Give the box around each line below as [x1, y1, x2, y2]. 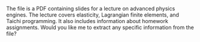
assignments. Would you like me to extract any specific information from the [6, 24, 195, 31]
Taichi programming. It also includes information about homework [6, 18, 169, 24]
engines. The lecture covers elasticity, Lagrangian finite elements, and [6, 11, 180, 18]
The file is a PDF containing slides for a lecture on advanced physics [6, 5, 175, 12]
